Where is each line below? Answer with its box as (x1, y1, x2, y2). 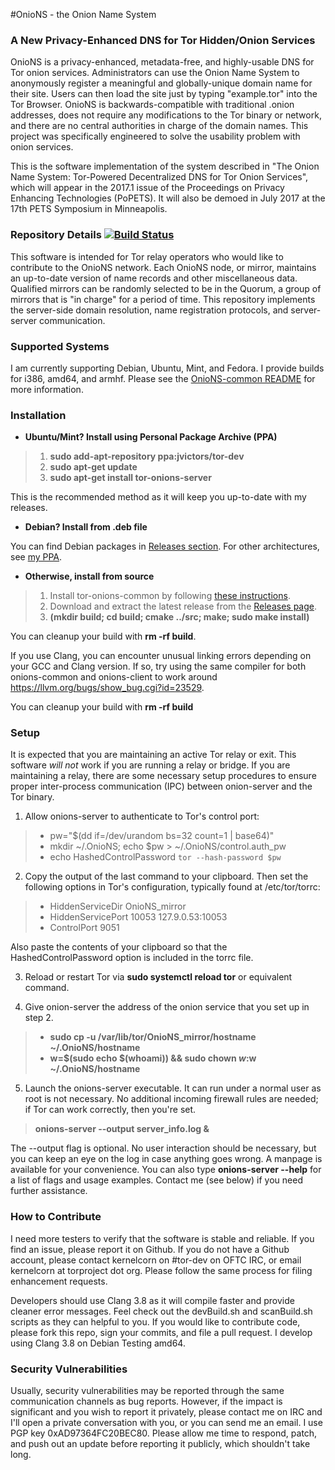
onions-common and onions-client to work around (10, 671, 218, 683)
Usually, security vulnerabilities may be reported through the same (10, 1385, 285, 1397)
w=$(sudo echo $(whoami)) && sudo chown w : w (49, 1052, 257, 1064)
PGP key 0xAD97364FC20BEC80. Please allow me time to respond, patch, (10, 1427, 318, 1439)
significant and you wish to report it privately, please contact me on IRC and (10, 1406, 323, 1418)
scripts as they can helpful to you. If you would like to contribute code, (10, 1315, 301, 1328)
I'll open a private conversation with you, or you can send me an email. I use (10, 1417, 323, 1429)
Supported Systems (10, 339, 110, 353)
